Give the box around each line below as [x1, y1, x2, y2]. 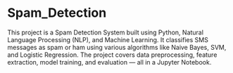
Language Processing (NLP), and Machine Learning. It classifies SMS [7, 35, 209, 44]
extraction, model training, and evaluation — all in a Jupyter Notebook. [7, 58, 212, 66]
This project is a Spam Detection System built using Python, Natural [7, 28, 204, 36]
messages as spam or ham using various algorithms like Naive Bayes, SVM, [7, 43, 227, 51]
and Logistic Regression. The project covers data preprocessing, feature [7, 51, 218, 59]
